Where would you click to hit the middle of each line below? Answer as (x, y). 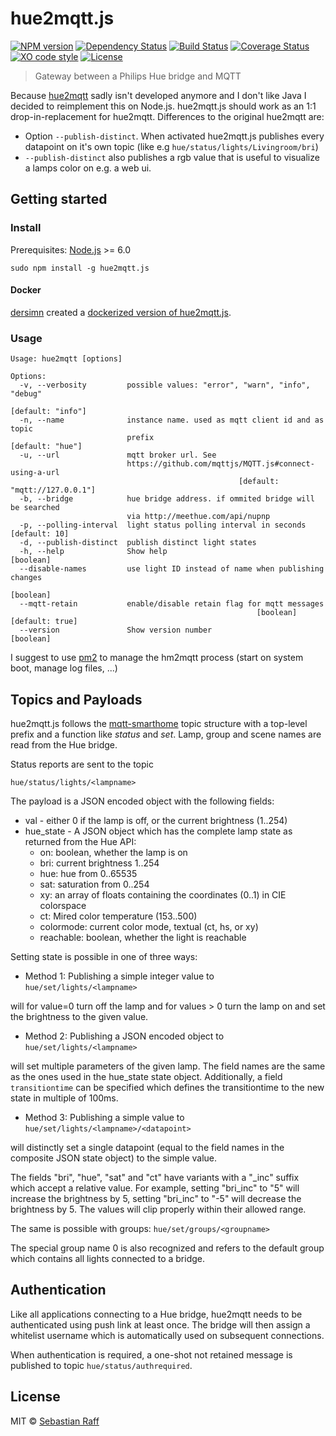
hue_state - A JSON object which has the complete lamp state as (158, 831)
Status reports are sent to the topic (82, 764)
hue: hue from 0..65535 (88, 873)
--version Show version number (116, 630)
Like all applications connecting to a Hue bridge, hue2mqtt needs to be (156, 1314)
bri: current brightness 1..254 (99, 863)
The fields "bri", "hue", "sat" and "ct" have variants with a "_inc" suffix (155, 1177)
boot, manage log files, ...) (64, 668)
